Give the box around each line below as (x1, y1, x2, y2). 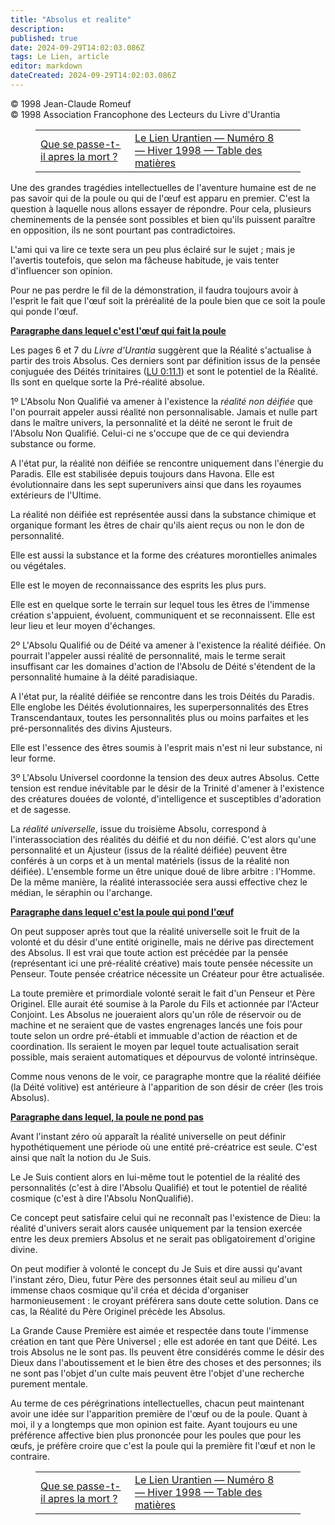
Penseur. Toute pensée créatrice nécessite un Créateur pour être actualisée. (10, 967, 325, 980)
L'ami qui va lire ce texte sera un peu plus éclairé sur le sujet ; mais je (10, 243, 296, 255)
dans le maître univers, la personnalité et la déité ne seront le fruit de (10, 416, 293, 428)
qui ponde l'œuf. (10, 305, 79, 317)
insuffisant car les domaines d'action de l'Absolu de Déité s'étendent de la (10, 660, 316, 672)
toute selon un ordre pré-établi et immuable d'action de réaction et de (10, 1029, 298, 1041)
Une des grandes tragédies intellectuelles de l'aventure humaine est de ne (10, 181, 317, 193)
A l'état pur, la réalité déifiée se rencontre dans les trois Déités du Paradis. (10, 690, 315, 702)
